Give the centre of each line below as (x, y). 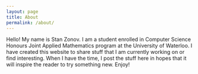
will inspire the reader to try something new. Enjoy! (68, 65)
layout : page (22, 12)
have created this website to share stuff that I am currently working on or (95, 52)
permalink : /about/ (30, 22)
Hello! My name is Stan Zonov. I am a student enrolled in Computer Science (99, 40)
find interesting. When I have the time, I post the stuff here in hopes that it (96, 58)
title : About (22, 17)
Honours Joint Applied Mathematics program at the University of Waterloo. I (99, 46)
